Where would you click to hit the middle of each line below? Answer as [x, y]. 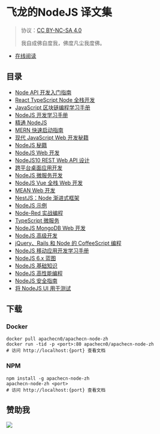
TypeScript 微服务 [37, 220]
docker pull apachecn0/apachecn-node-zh [58, 339]
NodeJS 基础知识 [36, 265]
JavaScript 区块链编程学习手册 [52, 107]
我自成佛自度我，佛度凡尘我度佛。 [63, 43]
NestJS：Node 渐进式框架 [47, 198]
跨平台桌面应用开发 [39, 168]
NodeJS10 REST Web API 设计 [52, 160]
